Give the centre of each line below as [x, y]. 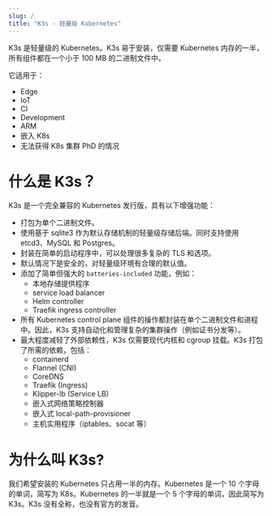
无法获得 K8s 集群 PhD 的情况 [70, 145]
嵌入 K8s [35, 136]
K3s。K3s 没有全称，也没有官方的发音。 [76, 504]
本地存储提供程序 [61, 284]
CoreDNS [48, 377]
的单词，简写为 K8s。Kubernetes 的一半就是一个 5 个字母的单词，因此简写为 [136, 494]
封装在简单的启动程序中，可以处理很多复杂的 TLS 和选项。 [118, 254]
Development [43, 117]
